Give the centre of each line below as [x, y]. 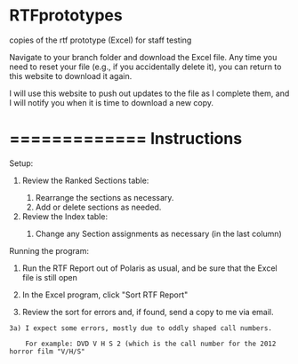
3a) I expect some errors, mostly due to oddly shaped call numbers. [141, 328]
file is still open [50, 277]
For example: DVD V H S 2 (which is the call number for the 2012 [151, 344]
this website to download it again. [71, 75]
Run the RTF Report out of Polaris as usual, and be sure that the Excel [149, 268]
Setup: [21, 163]
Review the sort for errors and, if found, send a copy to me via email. [148, 312]
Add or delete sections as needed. [98, 207]
